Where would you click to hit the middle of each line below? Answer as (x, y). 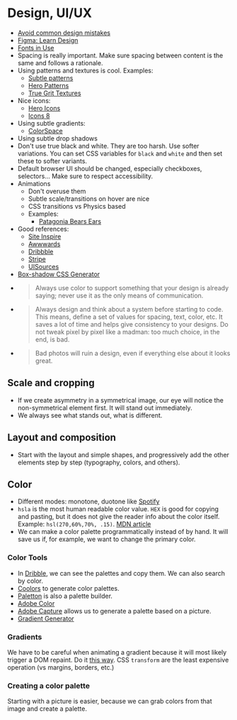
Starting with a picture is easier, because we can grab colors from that (110, 702)
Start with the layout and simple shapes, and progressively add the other (123, 454)
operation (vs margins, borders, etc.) (61, 667)
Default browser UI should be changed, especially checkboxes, (110, 168)
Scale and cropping (51, 383)
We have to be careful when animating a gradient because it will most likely (117, 652)
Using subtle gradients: (52, 123)
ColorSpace (45, 131)
